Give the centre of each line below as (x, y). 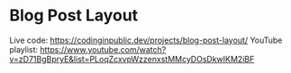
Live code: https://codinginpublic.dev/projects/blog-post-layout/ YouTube (146, 40)
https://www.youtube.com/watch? (103, 49)
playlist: (24, 49)
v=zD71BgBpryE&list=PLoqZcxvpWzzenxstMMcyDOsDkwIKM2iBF (132, 59)
